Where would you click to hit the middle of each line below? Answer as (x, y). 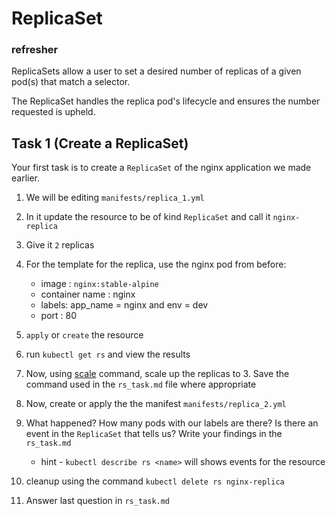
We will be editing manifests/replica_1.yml (115, 198)
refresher (35, 50)
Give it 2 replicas (60, 245)
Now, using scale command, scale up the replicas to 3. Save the (157, 374)
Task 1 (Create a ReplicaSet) (100, 143)
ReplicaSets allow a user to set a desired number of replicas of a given (156, 71)
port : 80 (59, 316)
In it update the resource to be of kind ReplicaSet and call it (148, 217)
